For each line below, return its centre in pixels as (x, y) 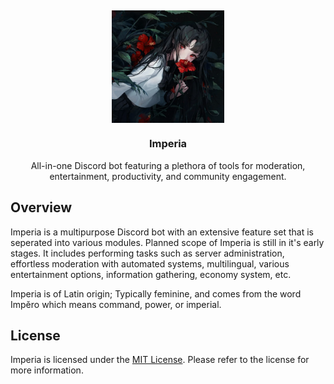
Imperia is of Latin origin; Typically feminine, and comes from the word (156, 293)
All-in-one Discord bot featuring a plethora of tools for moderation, (168, 165)
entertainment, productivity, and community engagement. (168, 176)
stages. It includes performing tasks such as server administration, (147, 253)
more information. (47, 370)
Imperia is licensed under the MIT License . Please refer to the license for (160, 360)
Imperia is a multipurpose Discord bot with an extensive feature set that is (162, 232)
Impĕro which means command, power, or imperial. (116, 304)
